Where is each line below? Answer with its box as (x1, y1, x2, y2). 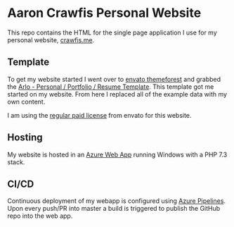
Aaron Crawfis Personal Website (7, 5, 202, 21)
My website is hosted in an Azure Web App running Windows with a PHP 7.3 (7, 150, 228, 159)
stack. (7, 157, 25, 166)
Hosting (7, 132, 44, 144)
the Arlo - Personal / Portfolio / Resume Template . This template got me (7, 82, 214, 91)
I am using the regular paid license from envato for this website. (7, 111, 192, 119)
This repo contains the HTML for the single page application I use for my (7, 28, 218, 37)
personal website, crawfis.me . (7, 35, 95, 44)
